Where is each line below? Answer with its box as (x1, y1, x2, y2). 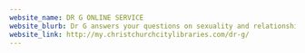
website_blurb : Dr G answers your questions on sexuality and (9, 22, 250, 31)
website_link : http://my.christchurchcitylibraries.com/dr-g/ (9, 30, 250, 39)
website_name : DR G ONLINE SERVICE (9, 13, 144, 22)
